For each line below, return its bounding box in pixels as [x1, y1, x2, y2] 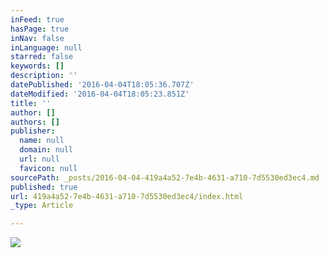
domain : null [19, 145, 74, 155]
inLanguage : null [10, 42, 83, 53]
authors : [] [10, 117, 60, 127]
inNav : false [10, 33, 65, 43]
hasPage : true [10, 24, 70, 34]
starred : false [10, 52, 74, 62]
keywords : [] [10, 61, 65, 71]
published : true [10, 182, 78, 192]
